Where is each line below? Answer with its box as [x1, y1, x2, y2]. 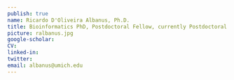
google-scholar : [7, 36, 55, 43]
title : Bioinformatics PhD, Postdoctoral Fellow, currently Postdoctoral [7, 23, 228, 30]
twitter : [7, 56, 33, 63]
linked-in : [7, 49, 39, 56]
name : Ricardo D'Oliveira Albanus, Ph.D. [7, 17, 130, 24]
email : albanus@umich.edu [7, 62, 83, 69]
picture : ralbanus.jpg [7, 29, 74, 37]
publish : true [7, 10, 49, 17]
